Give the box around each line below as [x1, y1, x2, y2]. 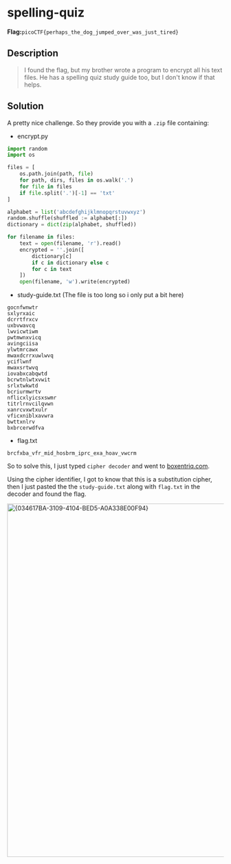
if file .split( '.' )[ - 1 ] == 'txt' [19, 189, 115, 197]
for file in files [19, 183, 72, 190]
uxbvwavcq [7, 322, 36, 330]
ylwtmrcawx [7, 346, 38, 354]
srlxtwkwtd [7, 382, 38, 389]
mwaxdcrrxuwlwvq [7, 352, 54, 359]
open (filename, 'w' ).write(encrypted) [19, 279, 131, 285]
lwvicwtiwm [7, 328, 38, 335]
